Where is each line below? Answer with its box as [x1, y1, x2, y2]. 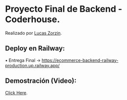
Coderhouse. [5, 14, 60, 25]
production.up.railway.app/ [5, 62, 60, 68]
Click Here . [5, 90, 28, 96]
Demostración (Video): [5, 77, 77, 85]
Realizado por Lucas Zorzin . [5, 30, 62, 36]
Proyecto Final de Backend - [5, 3, 123, 15]
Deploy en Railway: [5, 44, 65, 52]
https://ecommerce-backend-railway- [41, 57, 119, 63]
